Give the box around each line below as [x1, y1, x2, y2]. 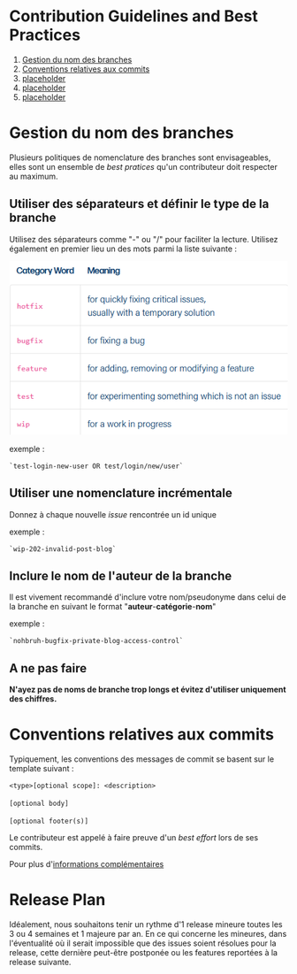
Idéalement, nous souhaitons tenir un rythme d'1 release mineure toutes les [9, 919, 283, 930]
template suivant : [9, 763, 74, 774]
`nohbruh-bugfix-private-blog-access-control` [9, 637, 184, 646]
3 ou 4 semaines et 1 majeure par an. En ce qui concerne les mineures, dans [9, 929, 287, 939]
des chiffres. [9, 694, 57, 704]
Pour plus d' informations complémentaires [9, 859, 164, 870]
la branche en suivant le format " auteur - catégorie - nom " [9, 602, 217, 612]
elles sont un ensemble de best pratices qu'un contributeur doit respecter [9, 161, 278, 172]
